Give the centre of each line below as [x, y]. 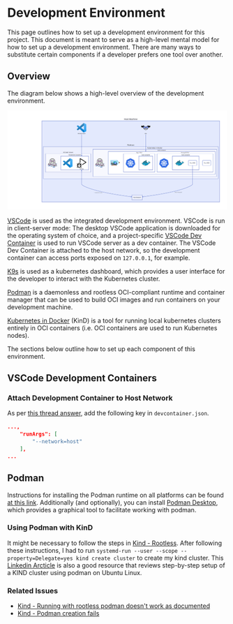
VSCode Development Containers [82, 378]
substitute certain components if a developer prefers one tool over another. [115, 54]
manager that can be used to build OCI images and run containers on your [114, 299]
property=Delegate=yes [40, 558]
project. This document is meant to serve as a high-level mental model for [113, 39]
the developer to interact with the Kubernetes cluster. [84, 278]
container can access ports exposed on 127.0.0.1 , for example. [99, 258]
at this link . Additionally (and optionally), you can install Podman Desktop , [113, 502]
